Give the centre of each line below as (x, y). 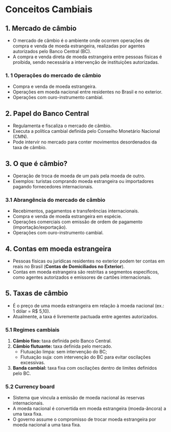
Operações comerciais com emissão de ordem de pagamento (78, 222)
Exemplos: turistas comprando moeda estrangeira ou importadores (83, 181)
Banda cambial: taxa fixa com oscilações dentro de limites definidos (85, 368)
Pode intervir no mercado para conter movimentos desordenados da (85, 142)
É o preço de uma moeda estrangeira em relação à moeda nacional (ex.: (88, 305)
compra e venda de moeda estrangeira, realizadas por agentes (79, 46)
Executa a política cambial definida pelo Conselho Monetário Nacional (86, 131)
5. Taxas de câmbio (37, 293)
